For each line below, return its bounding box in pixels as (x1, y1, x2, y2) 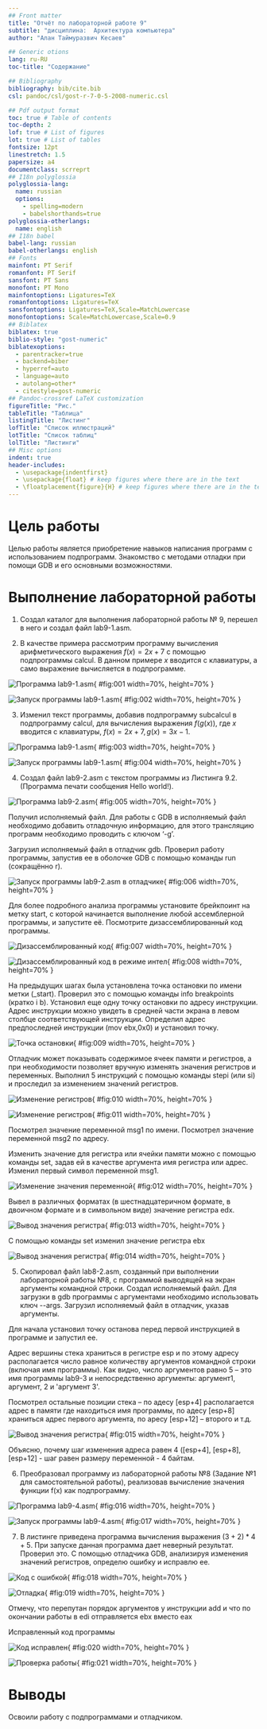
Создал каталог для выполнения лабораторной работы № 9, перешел (19, 614, 258, 624)
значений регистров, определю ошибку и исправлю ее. (19, 1557, 211, 1566)
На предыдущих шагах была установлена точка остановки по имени (8, 981, 242, 990)
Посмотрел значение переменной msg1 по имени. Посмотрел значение (8, 1125, 254, 1135)
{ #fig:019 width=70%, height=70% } (44, 1588, 165, 1597)
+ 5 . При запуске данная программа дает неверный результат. (19, 1540, 234, 1549)
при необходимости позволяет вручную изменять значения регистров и (8, 1062, 257, 1071)
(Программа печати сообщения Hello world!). (19, 781, 174, 791)
